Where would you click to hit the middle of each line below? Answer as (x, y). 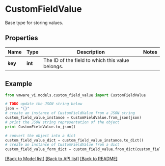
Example (19, 84)
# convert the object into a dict (41, 136)
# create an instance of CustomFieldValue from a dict (62, 145)
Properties (22, 38)
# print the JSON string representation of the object (62, 122)
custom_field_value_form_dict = (38, 149)
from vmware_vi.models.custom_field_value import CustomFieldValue (76, 95)
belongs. (54, 66)
